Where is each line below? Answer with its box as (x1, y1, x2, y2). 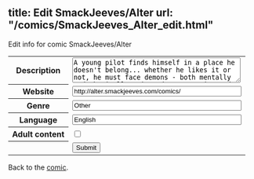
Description (16, 65, 61, 76)
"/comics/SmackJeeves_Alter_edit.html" (8, 19, 214, 32)
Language (19, 115, 57, 126)
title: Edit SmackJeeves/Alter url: (8, 6, 174, 20)
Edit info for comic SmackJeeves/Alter (8, 39, 132, 49)
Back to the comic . (8, 163, 69, 172)
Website (22, 86, 55, 97)
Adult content (12, 129, 65, 140)
